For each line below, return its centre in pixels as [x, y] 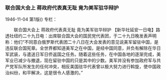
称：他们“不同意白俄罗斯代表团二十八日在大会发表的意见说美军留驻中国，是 [82, 42]
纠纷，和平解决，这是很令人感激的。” [46, 73]
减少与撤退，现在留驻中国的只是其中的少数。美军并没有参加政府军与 [87, 60]
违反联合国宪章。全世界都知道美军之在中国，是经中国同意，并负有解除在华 [81, 48]
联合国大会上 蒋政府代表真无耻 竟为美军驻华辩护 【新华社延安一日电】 [85, 30]
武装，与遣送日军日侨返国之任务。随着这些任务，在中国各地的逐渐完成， [83, 54]
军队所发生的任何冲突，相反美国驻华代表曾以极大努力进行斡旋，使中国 [85, 67]
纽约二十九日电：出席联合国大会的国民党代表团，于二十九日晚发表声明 [85, 36]
